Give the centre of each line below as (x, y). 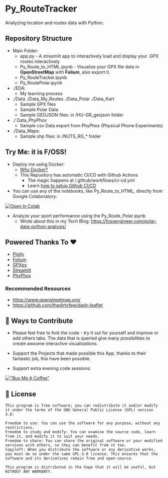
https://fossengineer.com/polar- (124, 221)
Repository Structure (39, 38)
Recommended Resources (38, 289)
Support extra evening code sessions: (52, 368)
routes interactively (40, 61)
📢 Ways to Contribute (39, 321)
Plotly (18, 254)
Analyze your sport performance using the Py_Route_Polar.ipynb (79, 216)
